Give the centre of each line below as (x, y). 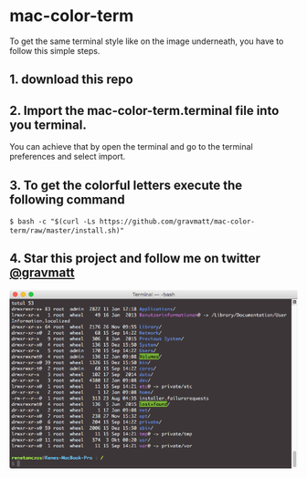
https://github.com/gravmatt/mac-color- (177, 221)
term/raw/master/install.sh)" (67, 230)
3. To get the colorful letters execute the (126, 185)
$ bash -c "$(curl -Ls (53, 221)
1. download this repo (72, 80)
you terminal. (48, 125)
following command (67, 199)
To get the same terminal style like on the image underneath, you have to (147, 41)
